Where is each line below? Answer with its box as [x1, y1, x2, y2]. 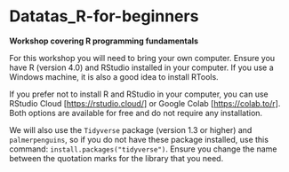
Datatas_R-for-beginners [9, 6, 199, 27]
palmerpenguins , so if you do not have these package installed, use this [9, 134, 269, 145]
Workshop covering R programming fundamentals [9, 35, 198, 46]
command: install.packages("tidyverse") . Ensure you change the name [9, 144, 277, 154]
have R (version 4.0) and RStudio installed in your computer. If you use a [9, 62, 274, 73]
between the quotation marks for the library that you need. [9, 152, 224, 163]
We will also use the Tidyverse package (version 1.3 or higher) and [9, 124, 253, 135]
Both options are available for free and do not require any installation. [9, 107, 263, 118]
